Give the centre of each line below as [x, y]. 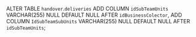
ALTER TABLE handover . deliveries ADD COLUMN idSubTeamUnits [87, 9]
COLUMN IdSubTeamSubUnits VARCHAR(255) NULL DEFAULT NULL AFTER [98, 21]
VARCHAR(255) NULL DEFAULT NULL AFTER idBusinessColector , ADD [94, 15]
